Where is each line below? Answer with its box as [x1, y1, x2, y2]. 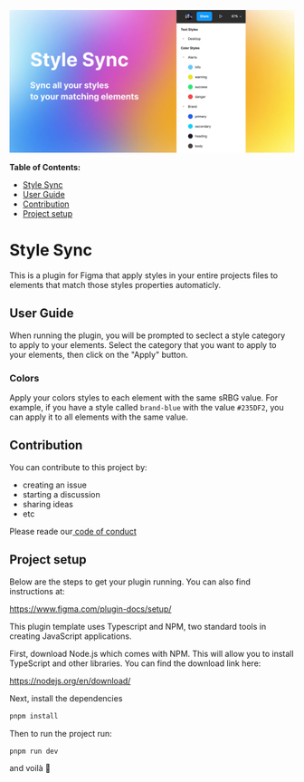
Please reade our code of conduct [9, 526, 138, 536]
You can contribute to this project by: [9, 461, 147, 472]
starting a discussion [22, 488, 101, 499]
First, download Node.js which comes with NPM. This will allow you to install [9, 648, 294, 659]
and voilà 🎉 [9, 763, 52, 774]
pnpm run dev [9, 747, 59, 756]
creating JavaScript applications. [9, 631, 132, 642]
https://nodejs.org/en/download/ [9, 675, 131, 686]
